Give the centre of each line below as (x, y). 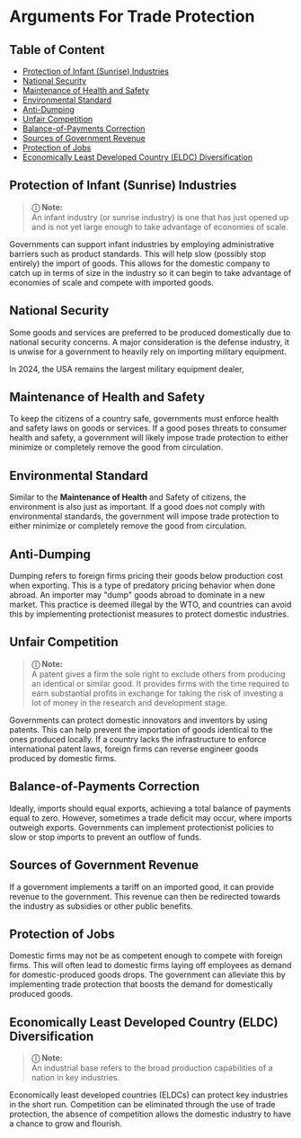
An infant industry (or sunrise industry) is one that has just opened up (160, 217)
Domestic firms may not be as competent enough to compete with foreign (146, 956)
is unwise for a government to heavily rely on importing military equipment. (148, 351)
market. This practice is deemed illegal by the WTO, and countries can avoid (150, 605)
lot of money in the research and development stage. (129, 702)
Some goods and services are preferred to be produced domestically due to (150, 332)
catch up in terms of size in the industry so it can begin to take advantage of (150, 272)
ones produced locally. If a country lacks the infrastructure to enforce (138, 739)
